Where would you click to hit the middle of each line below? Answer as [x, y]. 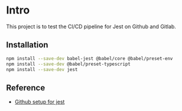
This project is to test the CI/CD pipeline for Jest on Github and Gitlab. [91, 26]
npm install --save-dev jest [42, 69]
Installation [27, 45]
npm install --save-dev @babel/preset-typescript [69, 64]
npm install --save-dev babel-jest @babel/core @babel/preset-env [90, 58]
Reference [26, 88]
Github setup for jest [40, 102]
